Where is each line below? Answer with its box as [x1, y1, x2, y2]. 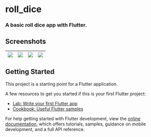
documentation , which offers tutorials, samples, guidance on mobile [5, 121, 146, 127]
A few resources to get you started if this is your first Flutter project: [5, 91, 146, 97]
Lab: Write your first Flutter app [12, 100, 78, 106]
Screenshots [5, 37, 46, 46]
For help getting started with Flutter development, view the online [5, 115, 141, 121]
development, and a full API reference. [5, 126, 85, 132]
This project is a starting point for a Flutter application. [5, 81, 118, 87]
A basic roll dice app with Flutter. [5, 22, 87, 29]
